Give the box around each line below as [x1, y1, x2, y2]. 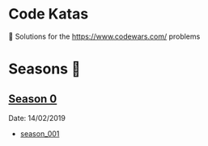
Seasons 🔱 [8, 60, 81, 78]
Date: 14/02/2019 [8, 113, 66, 123]
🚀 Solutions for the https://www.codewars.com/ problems [8, 31, 201, 41]
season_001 [19, 128, 60, 138]
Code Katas [8, 5, 89, 23]
